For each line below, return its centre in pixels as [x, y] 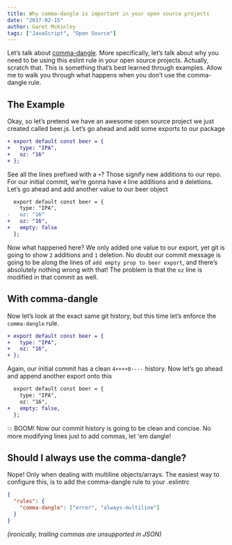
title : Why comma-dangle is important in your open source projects [108, 14]
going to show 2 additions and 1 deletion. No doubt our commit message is [114, 254]
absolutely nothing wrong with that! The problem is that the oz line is [105, 270]
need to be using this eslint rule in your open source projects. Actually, [108, 61]
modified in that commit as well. [53, 277]
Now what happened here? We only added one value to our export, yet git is [116, 247]
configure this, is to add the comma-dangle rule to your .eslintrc [98, 482]
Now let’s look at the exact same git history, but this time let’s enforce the [112, 316]
